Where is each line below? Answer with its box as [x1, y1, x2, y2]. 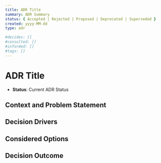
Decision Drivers [5, 118, 58, 126]
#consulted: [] [5, 39, 37, 45]
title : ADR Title [5, 7, 41, 12]
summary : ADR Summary [5, 12, 50, 17]
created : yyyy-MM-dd [5, 21, 48, 26]
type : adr [5, 26, 26, 31]
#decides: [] [5, 35, 32, 40]
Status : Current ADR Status [12, 86, 69, 92]
